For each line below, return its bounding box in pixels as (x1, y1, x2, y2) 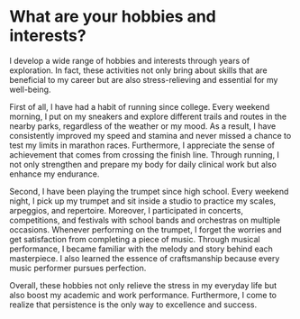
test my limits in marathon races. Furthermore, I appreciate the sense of (9, 140, 275, 150)
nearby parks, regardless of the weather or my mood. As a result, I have (9, 120, 277, 132)
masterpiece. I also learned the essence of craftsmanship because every (9, 252, 280, 263)
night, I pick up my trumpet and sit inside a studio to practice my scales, (9, 196, 277, 206)
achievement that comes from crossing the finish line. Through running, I (9, 149, 279, 159)
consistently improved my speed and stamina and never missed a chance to (9, 130, 292, 141)
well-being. (9, 84, 51, 95)
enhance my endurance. (9, 169, 100, 179)
